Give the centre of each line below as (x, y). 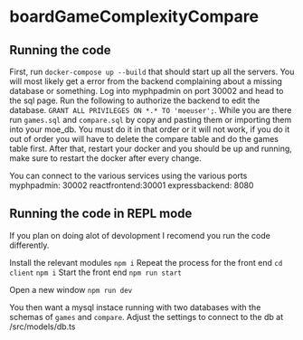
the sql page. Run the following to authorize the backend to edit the (135, 100)
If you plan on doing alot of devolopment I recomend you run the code (140, 235)
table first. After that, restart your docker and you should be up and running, (151, 148)
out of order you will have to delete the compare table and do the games (144, 139)
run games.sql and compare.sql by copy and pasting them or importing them (151, 120)
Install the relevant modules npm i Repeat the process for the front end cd (146, 262)
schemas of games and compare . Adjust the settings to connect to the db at (146, 316)
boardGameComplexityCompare (134, 17)
